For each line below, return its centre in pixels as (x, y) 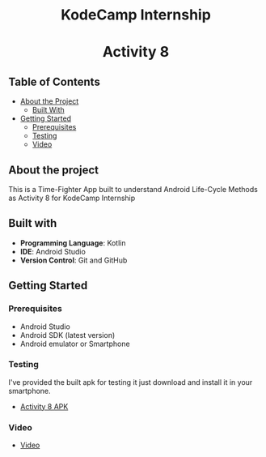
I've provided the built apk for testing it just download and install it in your (131, 382)
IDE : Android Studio (53, 251)
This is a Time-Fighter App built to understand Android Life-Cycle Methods (133, 189)
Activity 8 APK (44, 406)
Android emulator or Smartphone (75, 344)
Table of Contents (55, 81)
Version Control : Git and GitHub (74, 260)
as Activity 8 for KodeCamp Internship (72, 198)
